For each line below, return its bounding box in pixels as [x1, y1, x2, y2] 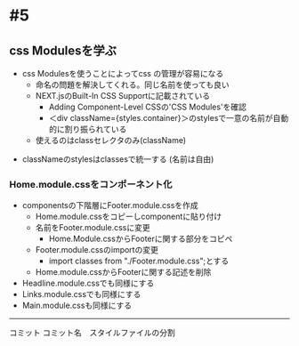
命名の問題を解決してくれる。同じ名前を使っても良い [35, 79, 230, 90]
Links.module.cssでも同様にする [21, 289, 141, 300]
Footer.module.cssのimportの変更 [35, 245, 158, 255]
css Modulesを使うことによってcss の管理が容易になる [21, 68, 224, 78]
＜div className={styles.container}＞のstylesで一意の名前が [48, 113, 273, 123]
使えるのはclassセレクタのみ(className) [35, 135, 187, 145]
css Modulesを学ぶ [9, 43, 117, 58]
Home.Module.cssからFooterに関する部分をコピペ [48, 233, 233, 245]
